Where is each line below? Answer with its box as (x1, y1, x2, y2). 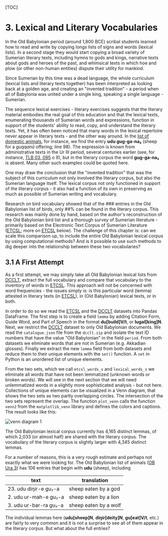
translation (82, 477, 109, 484)
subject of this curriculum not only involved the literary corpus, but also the (5, 175, 160, 181)
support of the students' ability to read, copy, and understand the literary (5, 122, 156, 128)
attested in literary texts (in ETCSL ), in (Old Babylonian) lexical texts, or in (5, 293, 156, 299)
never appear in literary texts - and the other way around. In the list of (5, 133, 149, 139)
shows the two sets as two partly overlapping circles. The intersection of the (5, 392, 163, 398)
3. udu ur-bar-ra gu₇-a (8, 501, 64, 508)
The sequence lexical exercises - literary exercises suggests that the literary (5, 106, 163, 112)
